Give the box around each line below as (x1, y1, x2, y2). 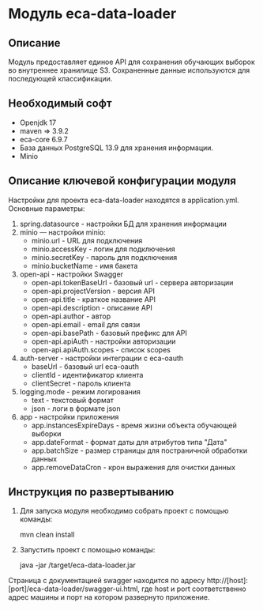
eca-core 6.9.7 (19, 134, 69, 144)
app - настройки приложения (19, 412, 119, 421)
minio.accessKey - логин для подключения (31, 244, 175, 254)
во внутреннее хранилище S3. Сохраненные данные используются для (8, 66, 250, 75)
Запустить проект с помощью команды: (19, 545, 156, 555)
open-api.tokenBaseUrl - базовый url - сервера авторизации (31, 277, 234, 287)
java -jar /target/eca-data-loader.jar (19, 560, 136, 570)
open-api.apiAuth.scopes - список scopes (31, 345, 171, 354)
